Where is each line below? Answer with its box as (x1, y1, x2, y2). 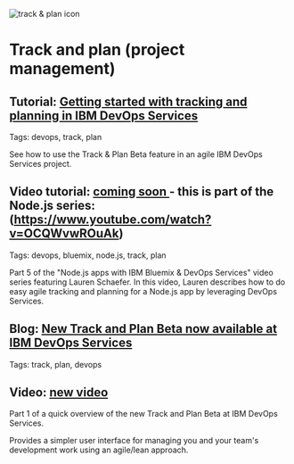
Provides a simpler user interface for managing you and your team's (9, 435, 259, 446)
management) (9, 59, 116, 79)
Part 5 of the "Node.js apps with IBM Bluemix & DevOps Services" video (9, 267, 274, 278)
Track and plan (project (9, 40, 185, 60)
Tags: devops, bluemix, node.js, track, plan (9, 250, 167, 261)
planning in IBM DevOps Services (9, 108, 199, 123)
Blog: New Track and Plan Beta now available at (9, 321, 278, 336)
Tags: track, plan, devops (9, 359, 102, 369)
